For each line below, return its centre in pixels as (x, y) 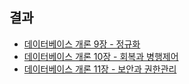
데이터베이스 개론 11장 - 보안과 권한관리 (100, 69)
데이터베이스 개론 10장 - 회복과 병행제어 (101, 56)
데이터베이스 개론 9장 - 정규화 (82, 44)
